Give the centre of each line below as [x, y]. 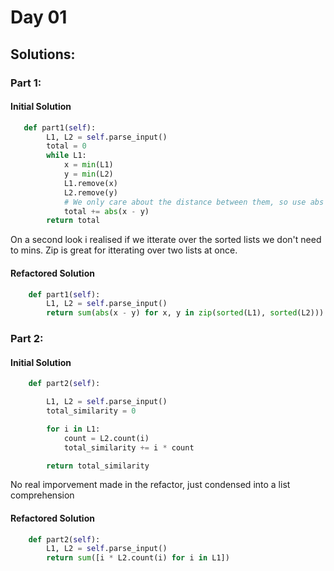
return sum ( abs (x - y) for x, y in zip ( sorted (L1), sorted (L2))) [185, 313]
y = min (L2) [88, 174]
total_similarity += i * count [129, 447]
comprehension [42, 495]
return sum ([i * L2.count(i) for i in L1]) [138, 558]
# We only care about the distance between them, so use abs [194, 202]
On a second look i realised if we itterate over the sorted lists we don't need [166, 240]
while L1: [66, 156]
